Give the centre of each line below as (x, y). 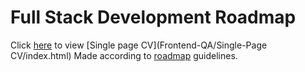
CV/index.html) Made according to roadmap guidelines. (124, 55)
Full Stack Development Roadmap (153, 17)
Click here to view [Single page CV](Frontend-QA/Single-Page (139, 45)
